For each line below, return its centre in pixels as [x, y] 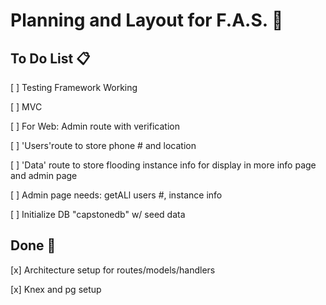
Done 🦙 [33, 245]
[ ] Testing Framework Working [74, 87]
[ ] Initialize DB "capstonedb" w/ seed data [98, 214]
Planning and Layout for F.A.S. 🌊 [147, 20]
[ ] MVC [26, 107]
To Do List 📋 [50, 58]
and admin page [44, 175]
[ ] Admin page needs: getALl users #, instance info [116, 195]
